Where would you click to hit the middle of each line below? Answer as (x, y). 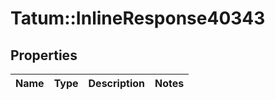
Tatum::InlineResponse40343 (138, 18)
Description (116, 83)
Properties (44, 55)
